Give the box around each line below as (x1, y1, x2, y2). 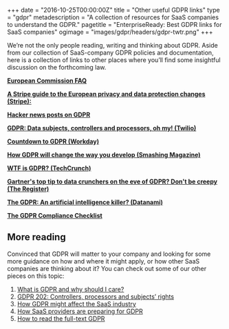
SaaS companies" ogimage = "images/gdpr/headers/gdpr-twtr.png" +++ (7, 28, 213, 36)
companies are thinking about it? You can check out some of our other (7, 264, 207, 272)
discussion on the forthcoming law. (7, 63, 107, 71)
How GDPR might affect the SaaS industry (17, 299, 136, 308)
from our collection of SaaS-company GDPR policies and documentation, (7, 48, 215, 57)
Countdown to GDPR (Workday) (7, 137, 100, 146)
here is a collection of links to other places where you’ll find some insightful (7, 56, 221, 64)
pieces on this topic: (7, 272, 65, 280)
